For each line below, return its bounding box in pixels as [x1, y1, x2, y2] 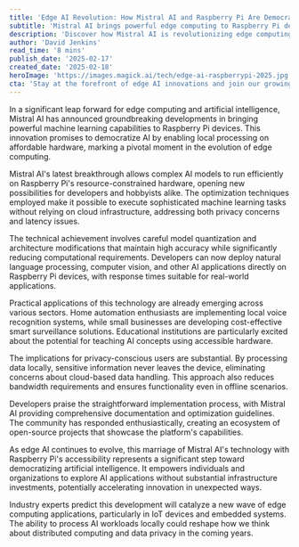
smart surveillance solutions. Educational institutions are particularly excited [9, 326, 288, 337]
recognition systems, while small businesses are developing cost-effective [9, 316, 283, 327]
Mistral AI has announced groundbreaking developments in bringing [9, 113, 259, 124]
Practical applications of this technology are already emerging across [9, 298, 264, 308]
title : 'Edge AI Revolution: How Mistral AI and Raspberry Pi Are [9, 12, 261, 22]
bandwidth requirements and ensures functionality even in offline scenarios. [9, 380, 288, 392]
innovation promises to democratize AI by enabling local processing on [9, 132, 270, 143]
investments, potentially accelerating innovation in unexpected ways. [9, 482, 263, 493]
